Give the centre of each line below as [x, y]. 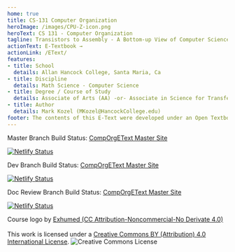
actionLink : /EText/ [37, 53]
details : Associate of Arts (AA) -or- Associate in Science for [109, 99]
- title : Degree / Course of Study [59, 92]
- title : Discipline [37, 79]
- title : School [31, 66]
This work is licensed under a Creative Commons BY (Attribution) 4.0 [107, 234]
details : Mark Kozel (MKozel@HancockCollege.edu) [87, 111]
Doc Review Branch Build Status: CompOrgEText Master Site [94, 192]
